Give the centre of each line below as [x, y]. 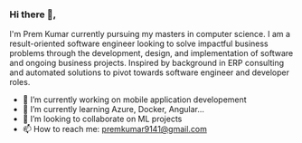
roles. [20, 82]
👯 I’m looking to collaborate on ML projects [102, 119]
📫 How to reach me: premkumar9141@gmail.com [115, 129]
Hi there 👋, [33, 14]
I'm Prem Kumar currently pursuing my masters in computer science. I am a [150, 34]
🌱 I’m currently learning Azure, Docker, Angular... [113, 110]
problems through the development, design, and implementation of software [151, 53]
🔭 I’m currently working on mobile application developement [134, 100]
